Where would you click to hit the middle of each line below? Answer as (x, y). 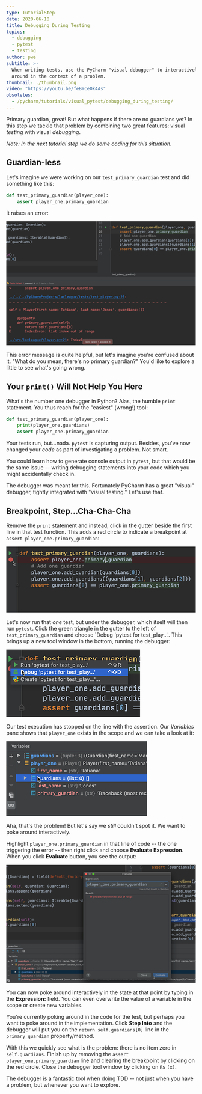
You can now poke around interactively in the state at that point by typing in (100, 992)
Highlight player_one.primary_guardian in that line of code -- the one (92, 844)
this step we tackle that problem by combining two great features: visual (96, 126)
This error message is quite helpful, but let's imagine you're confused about (100, 355)
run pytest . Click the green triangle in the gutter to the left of (81, 629)
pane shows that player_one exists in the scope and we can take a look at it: (100, 733)
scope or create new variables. (44, 1005)
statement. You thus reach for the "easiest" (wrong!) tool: (77, 407)
